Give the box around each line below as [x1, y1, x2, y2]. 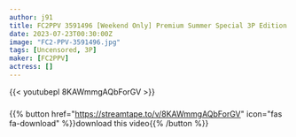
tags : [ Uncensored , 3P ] [9, 46, 97, 55]
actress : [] [9, 63, 53, 72]
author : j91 [9, 12, 53, 22]
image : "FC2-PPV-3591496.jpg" [9, 37, 121, 47]
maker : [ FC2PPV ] [9, 54, 69, 63]
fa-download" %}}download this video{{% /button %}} [9, 118, 209, 128]
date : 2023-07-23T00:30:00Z [9, 29, 113, 38]
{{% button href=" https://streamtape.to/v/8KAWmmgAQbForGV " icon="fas [9, 108, 283, 119]
